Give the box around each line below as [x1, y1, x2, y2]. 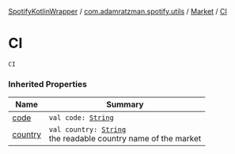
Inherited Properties [8, 78, 87, 89]
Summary [106, 99, 144, 110]
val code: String [48, 114, 115, 122]
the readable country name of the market [48, 133, 202, 145]
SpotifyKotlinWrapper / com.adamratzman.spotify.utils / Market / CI [8, 7, 228, 16]
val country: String [48, 126, 127, 134]
